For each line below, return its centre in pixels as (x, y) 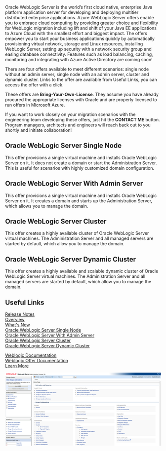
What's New (18, 325)
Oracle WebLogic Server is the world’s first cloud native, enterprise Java (79, 7)
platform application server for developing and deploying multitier (72, 12)
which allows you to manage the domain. (47, 206)
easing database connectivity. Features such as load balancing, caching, (79, 54)
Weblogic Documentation (31, 355)
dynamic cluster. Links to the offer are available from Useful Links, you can (81, 79)
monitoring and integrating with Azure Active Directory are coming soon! (79, 59)
